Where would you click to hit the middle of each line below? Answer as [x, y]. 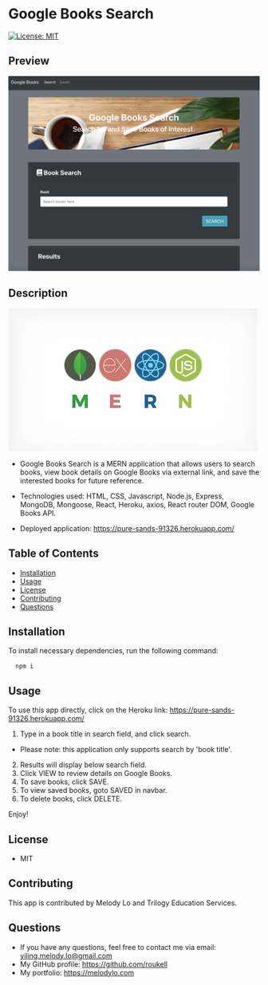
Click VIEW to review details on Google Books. [96, 774]
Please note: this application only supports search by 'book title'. [126, 750]
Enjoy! [19, 814]
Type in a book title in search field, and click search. [105, 734]
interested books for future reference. [82, 480]
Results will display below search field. [83, 765]
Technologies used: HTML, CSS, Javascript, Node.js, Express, [122, 496]
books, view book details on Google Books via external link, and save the [140, 472]
